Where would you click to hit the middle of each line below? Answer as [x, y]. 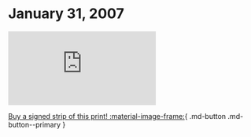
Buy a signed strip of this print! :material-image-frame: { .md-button [117, 116]
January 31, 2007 [66, 14]
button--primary [35, 124]
